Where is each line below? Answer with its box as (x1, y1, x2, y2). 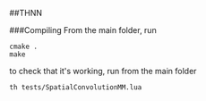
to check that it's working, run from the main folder (9, 66, 197, 76)
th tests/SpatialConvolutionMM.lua (9, 83, 142, 92)
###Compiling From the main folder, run (9, 25, 157, 35)
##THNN (9, 8, 43, 18)
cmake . (9, 42, 39, 51)
